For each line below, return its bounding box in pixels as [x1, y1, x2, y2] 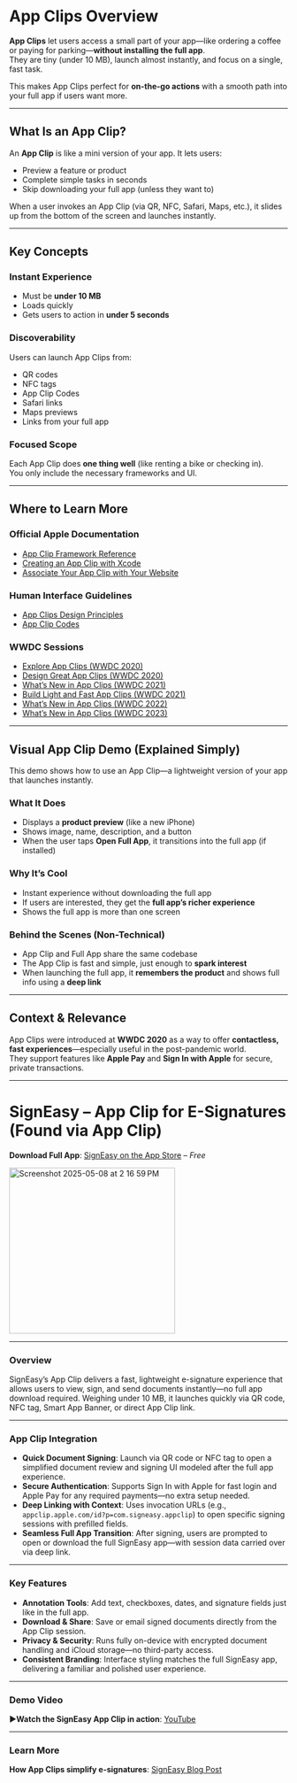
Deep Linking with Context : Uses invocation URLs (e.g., [21, 1500, 227, 1510]
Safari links [21, 397, 64, 408]
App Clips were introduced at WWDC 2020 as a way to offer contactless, [9, 1034, 279, 1045]
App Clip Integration [9, 1432, 98, 1445]
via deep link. [21, 1547, 72, 1557]
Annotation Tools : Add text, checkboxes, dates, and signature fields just [21, 1597, 287, 1608]
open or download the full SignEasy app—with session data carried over [21, 1538, 286, 1548]
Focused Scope [9, 438, 78, 451]
